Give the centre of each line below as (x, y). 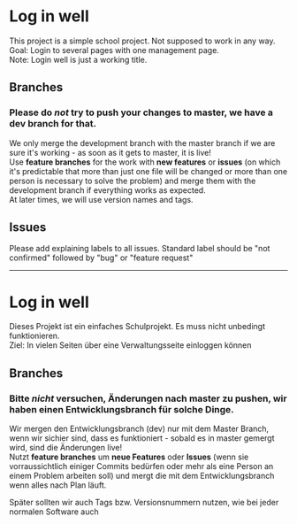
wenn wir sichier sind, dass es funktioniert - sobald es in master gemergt (142, 438)
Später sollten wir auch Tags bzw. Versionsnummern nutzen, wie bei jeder (144, 503)
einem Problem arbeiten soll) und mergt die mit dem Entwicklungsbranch (142, 476)
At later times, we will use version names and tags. (101, 199)
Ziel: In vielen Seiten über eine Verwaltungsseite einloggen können (130, 345)
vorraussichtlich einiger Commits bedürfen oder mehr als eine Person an (141, 466)
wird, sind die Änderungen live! (66, 448)
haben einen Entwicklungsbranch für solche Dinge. (122, 409)
